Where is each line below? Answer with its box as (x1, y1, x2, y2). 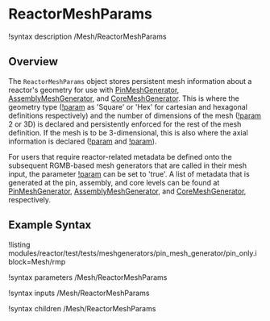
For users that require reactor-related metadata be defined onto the (8, 152, 232, 161)
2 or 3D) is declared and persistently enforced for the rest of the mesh (8, 119, 242, 129)
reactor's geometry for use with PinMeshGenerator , (8, 85, 180, 94)
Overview (8, 55, 59, 69)
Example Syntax (8, 219, 92, 232)
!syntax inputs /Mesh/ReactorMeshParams (8, 288, 150, 298)
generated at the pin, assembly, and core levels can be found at (8, 177, 220, 187)
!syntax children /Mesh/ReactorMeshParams (8, 303, 156, 313)
